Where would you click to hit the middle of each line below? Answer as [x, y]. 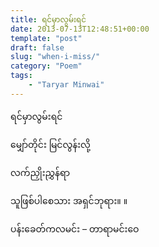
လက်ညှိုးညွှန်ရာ [40, 172]
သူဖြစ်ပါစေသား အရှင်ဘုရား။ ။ [69, 200]
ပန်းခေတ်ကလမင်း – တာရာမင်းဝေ [75, 228]
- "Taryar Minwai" [66, 85]
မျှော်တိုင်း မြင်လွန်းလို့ [50, 144]
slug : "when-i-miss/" [55, 57]
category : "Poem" [46, 66]
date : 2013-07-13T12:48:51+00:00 [80, 29]
